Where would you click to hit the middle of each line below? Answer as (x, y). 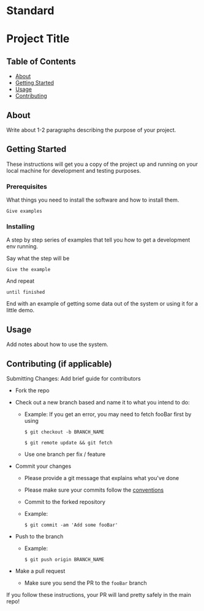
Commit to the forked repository (65, 502)
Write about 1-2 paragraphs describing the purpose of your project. (91, 130)
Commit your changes (43, 466)
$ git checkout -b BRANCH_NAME (64, 432)
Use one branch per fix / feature (65, 454)
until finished (26, 293)
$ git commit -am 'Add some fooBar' (71, 525)
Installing (21, 227)
